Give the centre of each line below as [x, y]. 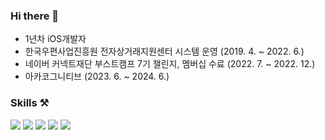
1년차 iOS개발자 [55, 39]
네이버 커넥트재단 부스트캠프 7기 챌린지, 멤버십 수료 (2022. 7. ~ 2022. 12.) [170, 64]
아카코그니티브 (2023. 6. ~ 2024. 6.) [97, 76]
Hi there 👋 [35, 16]
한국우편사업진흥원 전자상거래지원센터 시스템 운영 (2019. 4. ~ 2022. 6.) [164, 51]
